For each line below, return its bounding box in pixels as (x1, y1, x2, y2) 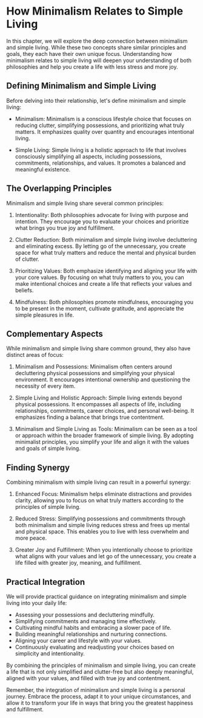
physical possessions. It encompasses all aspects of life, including (15, 401, 181, 408)
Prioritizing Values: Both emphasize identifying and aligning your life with (15, 267, 198, 274)
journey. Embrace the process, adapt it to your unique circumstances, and (6, 693, 191, 700)
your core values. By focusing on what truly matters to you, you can (15, 274, 185, 281)
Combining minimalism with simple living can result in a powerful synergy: (6, 478, 191, 486)
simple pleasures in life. (15, 311, 75, 319)
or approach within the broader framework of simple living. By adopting (15, 432, 194, 439)
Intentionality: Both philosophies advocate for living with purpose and (15, 211, 188, 218)
